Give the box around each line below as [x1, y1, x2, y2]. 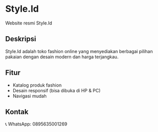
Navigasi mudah [12, 93, 47, 99]
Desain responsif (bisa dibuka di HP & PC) [12, 87, 101, 93]
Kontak [5, 108, 29, 116]
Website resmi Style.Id [5, 20, 52, 26]
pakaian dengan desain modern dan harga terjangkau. [5, 54, 119, 60]
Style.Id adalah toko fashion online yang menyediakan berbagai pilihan [5, 48, 153, 54]
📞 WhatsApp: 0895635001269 [5, 121, 68, 127]
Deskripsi [5, 35, 37, 43]
